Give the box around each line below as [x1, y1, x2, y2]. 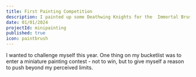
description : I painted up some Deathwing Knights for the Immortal [6, 14, 179, 20]
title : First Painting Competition [6, 8, 93, 15]
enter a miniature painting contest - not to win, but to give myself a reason [6, 58, 184, 65]
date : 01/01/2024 [6, 19, 48, 25]
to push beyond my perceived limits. [6, 64, 93, 71]
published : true [6, 30, 45, 36]
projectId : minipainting [6, 24, 66, 31]
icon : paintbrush [6, 36, 48, 41]
